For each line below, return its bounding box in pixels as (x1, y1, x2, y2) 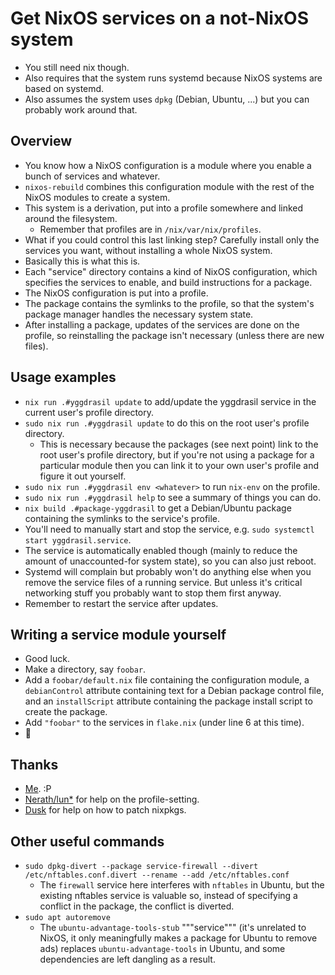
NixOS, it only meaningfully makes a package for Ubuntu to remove (39, 932, 318, 944)
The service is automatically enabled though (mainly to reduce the (24, 544, 298, 556)
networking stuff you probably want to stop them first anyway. (24, 587, 282, 599)
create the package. (24, 706, 108, 718)
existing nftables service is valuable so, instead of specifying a (39, 890, 298, 901)
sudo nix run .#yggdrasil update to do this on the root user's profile (24, 417, 310, 429)
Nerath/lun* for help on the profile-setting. (24, 793, 200, 806)
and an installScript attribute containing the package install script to (24, 695, 313, 707)
